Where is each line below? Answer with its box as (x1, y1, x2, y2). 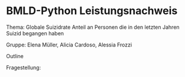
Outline (6, 52, 24, 59)
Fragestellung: (6, 63, 41, 71)
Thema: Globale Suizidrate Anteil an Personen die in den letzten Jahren (6, 24, 180, 31)
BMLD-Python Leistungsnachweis (6, 4, 178, 18)
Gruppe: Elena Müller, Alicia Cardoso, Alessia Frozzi (6, 41, 132, 48)
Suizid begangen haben (6, 29, 64, 36)
